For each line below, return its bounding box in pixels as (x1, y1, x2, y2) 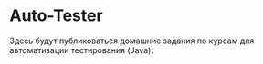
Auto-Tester (9, 5, 103, 26)
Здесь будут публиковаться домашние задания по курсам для (9, 35, 255, 46)
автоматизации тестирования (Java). (9, 44, 153, 55)
